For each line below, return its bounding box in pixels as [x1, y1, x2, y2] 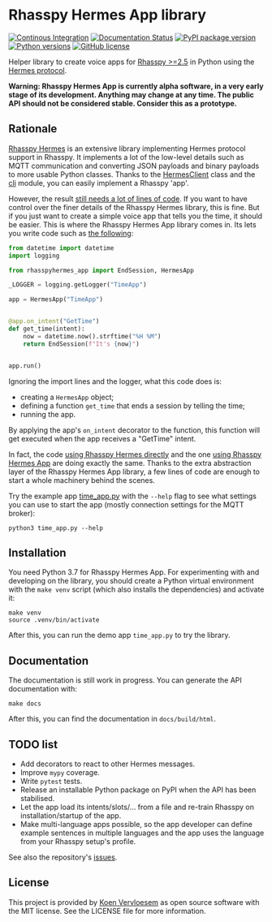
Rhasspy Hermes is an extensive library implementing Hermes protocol [8, 144, 246, 153]
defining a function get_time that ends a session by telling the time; [19, 400, 245, 411]
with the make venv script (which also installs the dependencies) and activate [8, 584, 265, 594]
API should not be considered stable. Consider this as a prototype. [8, 98, 237, 108]
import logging [8, 252, 60, 260]
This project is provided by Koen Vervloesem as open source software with [8, 897, 260, 907]
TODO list [8, 737, 58, 752]
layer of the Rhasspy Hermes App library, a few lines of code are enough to [8, 467, 261, 476]
